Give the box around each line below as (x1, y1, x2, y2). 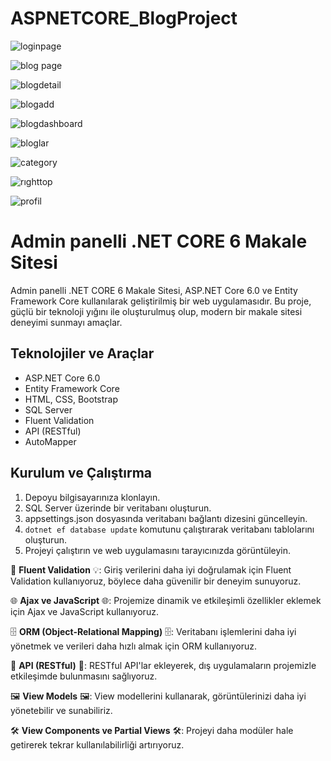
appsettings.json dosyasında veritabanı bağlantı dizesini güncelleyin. (24, 512, 308, 524)
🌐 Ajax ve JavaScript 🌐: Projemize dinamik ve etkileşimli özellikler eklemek (10, 594, 322, 606)
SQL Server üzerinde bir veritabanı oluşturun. (24, 502, 212, 514)
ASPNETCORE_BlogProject (10, 7, 238, 30)
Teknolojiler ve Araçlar (10, 345, 155, 362)
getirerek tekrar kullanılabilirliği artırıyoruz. (10, 738, 185, 751)
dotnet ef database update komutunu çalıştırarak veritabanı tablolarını (24, 523, 315, 535)
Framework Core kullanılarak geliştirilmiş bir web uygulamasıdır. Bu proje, (10, 295, 312, 307)
